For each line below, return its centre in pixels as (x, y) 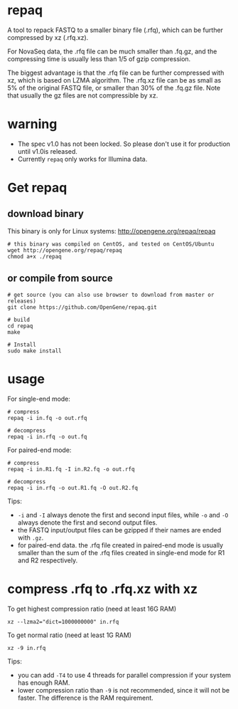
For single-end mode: (39, 399)
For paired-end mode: (39, 450)
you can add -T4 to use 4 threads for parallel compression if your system (124, 675)
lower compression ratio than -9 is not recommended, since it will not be (124, 690)
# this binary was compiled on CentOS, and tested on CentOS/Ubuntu (111, 244)
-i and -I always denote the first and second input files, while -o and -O (123, 515)
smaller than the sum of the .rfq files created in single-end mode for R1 (121, 552)
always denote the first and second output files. (87, 522)
